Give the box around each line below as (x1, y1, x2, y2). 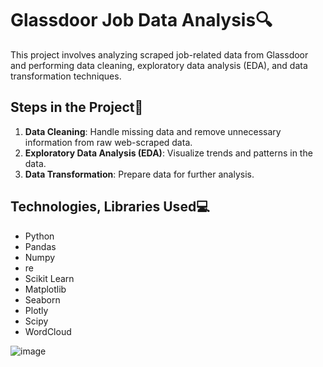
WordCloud (24, 325, 72, 337)
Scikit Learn (24, 272, 75, 284)
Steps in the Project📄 (10, 99, 144, 116)
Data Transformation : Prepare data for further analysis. (24, 168, 255, 180)
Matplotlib (24, 283, 67, 295)
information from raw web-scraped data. (24, 136, 193, 148)
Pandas (24, 240, 57, 252)
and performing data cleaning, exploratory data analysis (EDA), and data (10, 59, 308, 71)
